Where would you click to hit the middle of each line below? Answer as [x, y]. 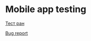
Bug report [17, 33]
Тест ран [15, 23]
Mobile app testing [46, 9]
